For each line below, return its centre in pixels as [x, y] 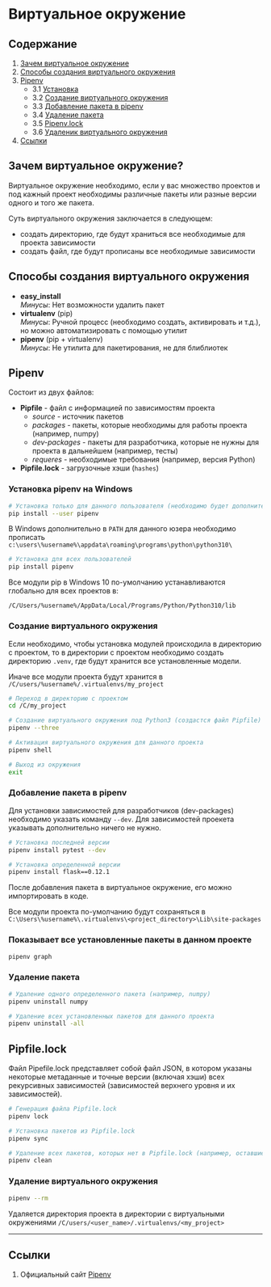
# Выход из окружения [45, 765]
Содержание [43, 44]
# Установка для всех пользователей [70, 559]
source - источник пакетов [78, 416]
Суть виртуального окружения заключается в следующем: [110, 218]
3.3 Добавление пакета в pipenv [88, 106]
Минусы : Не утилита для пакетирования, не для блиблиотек [124, 348]
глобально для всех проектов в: [64, 591]
